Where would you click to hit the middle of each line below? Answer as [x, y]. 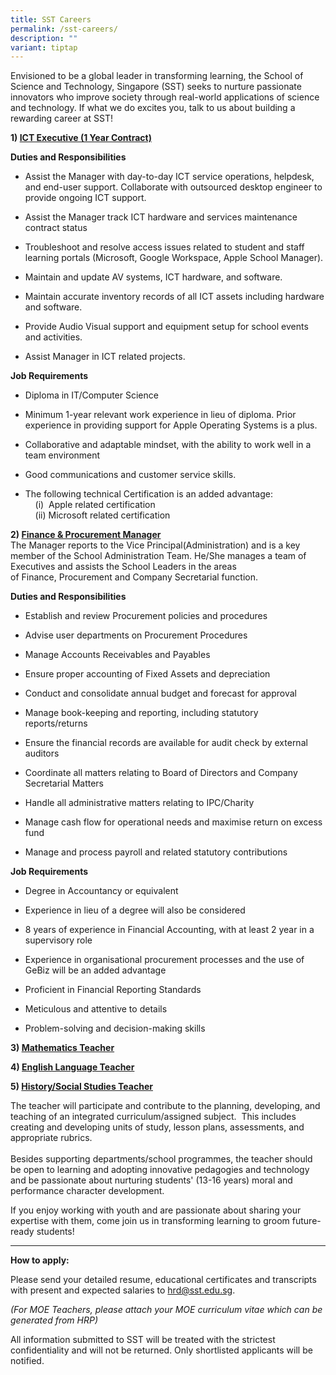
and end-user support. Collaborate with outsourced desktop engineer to [173, 187]
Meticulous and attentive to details [96, 1009]
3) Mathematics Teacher [62, 1048]
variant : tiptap [44, 47]
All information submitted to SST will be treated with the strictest [143, 1340]
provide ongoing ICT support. [85, 198]
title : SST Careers [51, 19]
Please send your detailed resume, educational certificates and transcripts [163, 1280]
